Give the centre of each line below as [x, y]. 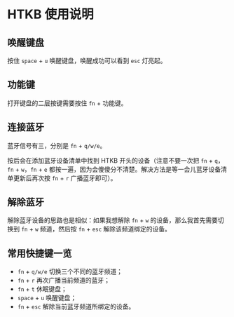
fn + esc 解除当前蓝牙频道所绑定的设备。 [76, 306]
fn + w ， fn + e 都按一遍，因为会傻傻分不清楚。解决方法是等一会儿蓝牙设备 [114, 169]
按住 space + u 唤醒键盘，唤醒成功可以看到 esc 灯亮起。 [87, 61]
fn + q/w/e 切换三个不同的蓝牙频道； [70, 271]
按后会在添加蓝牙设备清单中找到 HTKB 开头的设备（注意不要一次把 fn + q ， [116, 160]
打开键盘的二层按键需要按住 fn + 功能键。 [67, 103]
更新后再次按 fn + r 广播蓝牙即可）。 [65, 178]
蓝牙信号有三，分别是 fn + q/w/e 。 [57, 145]
